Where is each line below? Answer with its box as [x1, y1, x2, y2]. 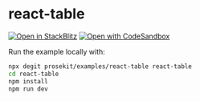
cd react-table [8, 70, 59, 78]
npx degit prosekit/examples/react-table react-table [8, 62, 193, 71]
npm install [8, 77, 48, 85]
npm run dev [8, 85, 48, 93]
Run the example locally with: [8, 46, 106, 56]
